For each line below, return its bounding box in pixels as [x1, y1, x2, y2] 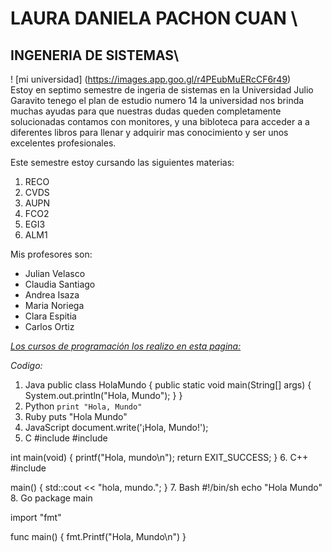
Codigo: [10, 360, 43, 371]
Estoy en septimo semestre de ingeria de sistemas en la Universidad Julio [10, 84, 314, 96]
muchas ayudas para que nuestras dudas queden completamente [10, 105, 282, 117]
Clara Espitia [24, 310, 77, 322]
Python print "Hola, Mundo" [24, 400, 143, 412]
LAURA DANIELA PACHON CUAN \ [10, 7, 298, 30]
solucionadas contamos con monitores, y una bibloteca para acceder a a [10, 116, 310, 127]
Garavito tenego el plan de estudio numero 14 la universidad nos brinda [10, 95, 305, 106]
